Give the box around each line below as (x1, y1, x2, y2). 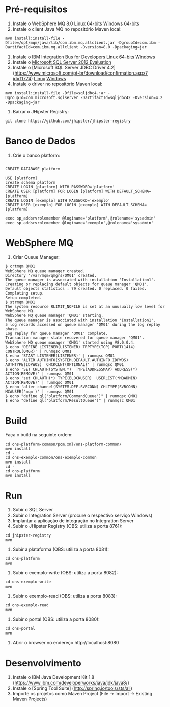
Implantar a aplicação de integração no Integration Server (12, 517, 134, 524)
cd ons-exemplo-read (5, 602, 49, 608)
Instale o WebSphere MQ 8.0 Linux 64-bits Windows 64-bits (12, 20, 139, 27)
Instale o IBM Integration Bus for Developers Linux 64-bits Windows (12, 54, 155, 60)
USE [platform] (5, 175, 38, 181)
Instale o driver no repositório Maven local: (12, 81, 103, 87)
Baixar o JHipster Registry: (12, 108, 69, 114)
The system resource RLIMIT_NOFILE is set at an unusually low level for (5, 304, 165, 309)
